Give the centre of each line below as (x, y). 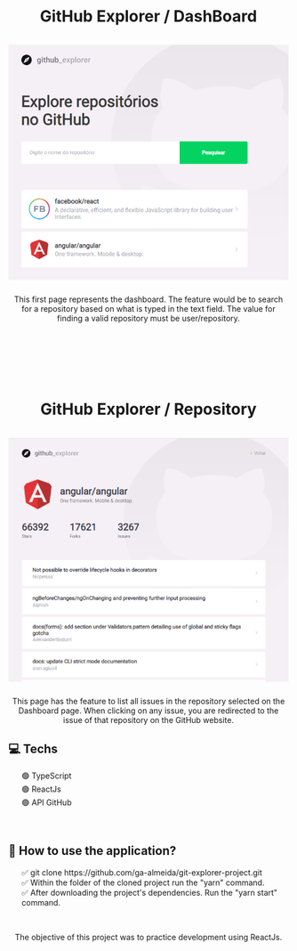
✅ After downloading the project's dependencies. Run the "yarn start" (149, 892)
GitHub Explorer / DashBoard (148, 16)
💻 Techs (33, 749)
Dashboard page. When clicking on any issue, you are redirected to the (148, 711)
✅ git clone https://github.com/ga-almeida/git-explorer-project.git (142, 872)
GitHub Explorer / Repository (148, 409)
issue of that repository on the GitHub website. (148, 720)
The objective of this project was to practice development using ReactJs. (148, 937)
